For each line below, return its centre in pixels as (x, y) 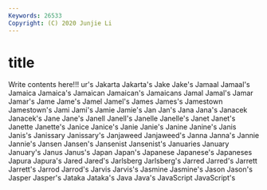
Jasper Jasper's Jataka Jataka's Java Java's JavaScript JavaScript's (122, 178)
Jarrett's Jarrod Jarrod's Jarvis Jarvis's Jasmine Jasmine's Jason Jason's (131, 169)
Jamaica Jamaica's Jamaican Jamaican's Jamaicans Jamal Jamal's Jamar (131, 93)
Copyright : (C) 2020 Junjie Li (60, 23)
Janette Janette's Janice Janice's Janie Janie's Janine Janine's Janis (122, 127)
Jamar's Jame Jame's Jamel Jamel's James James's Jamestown (116, 101)
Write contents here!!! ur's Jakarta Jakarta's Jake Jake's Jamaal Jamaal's (129, 85)
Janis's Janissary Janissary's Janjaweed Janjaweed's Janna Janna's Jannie (134, 136)
